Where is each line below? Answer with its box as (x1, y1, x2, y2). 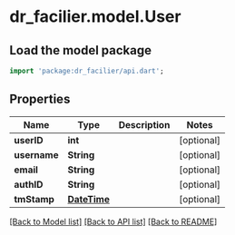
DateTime (67, 192, 111, 205)
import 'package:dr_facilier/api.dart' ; (9, 66, 165, 75)
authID (14, 178, 44, 191)
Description (118, 118, 171, 131)
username (14, 148, 59, 161)
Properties (9, 92, 71, 107)
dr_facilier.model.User (9, 6, 181, 27)
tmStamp (14, 192, 54, 205)
